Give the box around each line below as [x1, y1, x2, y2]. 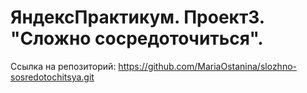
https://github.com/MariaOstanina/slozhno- [118, 60, 297, 72]
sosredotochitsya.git [10, 71, 95, 83]
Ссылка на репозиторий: [10, 60, 117, 72]
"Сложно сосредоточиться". [10, 27, 264, 50]
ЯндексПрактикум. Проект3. [10, 6, 265, 29]
